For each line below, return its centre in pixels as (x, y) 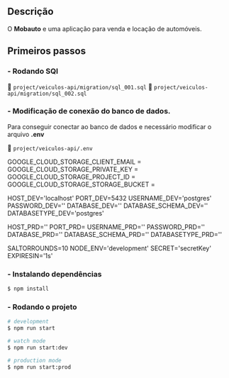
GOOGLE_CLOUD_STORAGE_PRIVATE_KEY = (73, 169)
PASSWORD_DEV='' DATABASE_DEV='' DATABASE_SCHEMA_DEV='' (108, 206)
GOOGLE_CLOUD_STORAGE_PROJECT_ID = (72, 177)
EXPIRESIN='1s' (30, 255)
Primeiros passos (47, 51)
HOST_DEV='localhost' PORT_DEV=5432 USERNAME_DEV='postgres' (110, 198)
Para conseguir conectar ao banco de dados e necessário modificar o (110, 126)
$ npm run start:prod (39, 367)
